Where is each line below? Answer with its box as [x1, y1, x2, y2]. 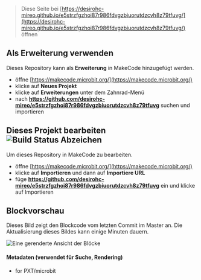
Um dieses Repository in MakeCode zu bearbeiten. [6, 151, 133, 158]
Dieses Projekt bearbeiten [6, 126, 106, 136]
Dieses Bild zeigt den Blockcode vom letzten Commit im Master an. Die [6, 221, 183, 229]
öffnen [21, 31, 38, 38]
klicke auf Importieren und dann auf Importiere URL [14, 169, 145, 176]
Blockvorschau [6, 206, 65, 216]
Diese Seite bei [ [21, 5, 62, 12]
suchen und [161, 101, 190, 109]
